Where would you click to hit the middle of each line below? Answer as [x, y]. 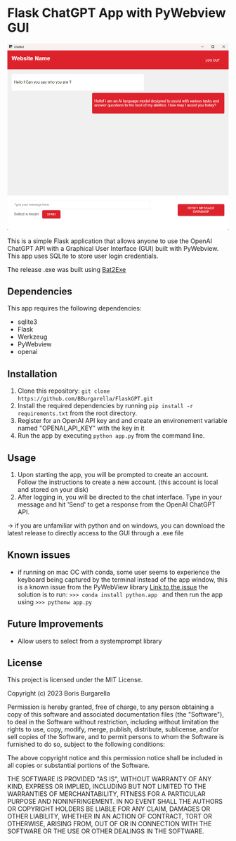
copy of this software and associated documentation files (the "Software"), [116, 715]
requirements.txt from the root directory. [77, 413]
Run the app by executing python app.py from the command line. [111, 436]
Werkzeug [32, 337]
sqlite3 [27, 322]
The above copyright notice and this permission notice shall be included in [115, 758]
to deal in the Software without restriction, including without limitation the [113, 722]
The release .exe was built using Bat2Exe [67, 269]
